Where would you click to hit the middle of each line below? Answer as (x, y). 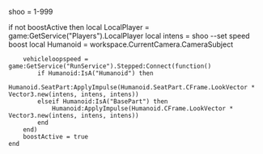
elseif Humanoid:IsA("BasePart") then (103, 102)
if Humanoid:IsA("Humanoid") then (95, 73)
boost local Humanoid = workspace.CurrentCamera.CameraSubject (121, 44)
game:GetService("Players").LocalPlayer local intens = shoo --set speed (129, 36)
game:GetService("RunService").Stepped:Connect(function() (110, 66)
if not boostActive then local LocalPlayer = (79, 27)
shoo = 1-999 (31, 12)
